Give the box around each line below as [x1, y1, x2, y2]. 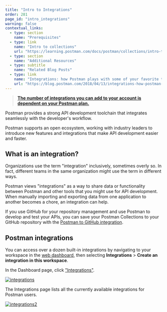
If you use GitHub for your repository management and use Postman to [5, 208, 151, 214]
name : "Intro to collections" [14, 44, 77, 49]
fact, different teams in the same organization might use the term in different [5, 168, 162, 174]
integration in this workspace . [5, 257, 69, 264]
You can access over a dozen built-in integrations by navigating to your [5, 247, 151, 253]
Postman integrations [5, 233, 74, 242]
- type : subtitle [9, 63, 46, 68]
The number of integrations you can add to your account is [17, 95, 142, 101]
